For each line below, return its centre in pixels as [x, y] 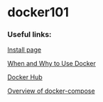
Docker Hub [25, 77]
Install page [24, 50]
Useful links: [29, 35]
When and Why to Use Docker [51, 64]
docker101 [38, 12]
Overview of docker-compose [51, 91]
